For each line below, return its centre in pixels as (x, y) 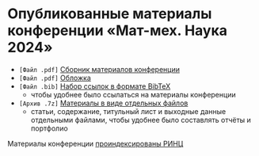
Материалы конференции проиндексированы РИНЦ (95, 143)
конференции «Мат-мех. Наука (117, 30)
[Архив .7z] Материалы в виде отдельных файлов (103, 103)
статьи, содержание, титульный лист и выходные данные (128, 111)
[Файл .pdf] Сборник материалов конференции (99, 69)
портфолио (49, 128)
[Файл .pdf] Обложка (55, 78)
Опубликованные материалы (110, 14)
